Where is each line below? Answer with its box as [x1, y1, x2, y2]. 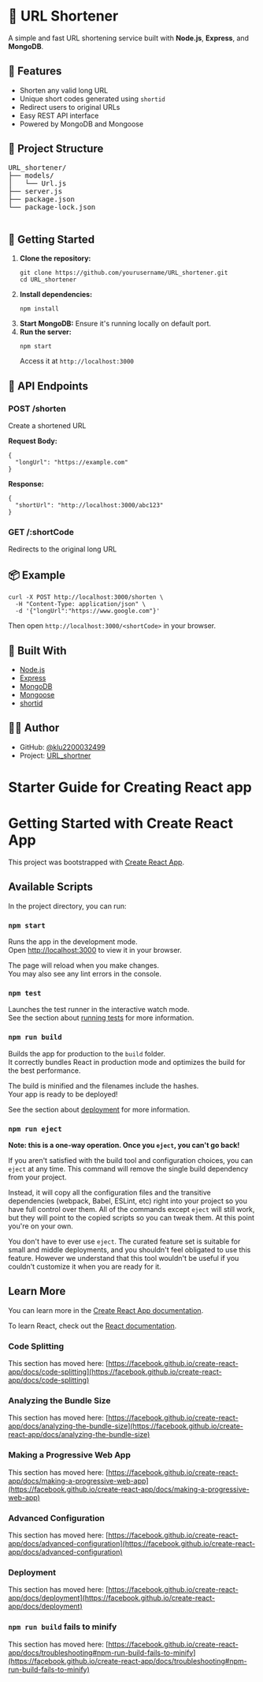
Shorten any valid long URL [19, 85, 109, 95]
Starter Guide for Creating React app [8, 778, 252, 796]
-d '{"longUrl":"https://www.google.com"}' [15, 608, 160, 615]
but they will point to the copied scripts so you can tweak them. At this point [8, 1213, 254, 1222]
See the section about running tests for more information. [8, 1013, 194, 1022]
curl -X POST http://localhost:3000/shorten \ [8, 593, 164, 601]
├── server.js [8, 186, 63, 196]
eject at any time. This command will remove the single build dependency [8, 1164, 249, 1173]
